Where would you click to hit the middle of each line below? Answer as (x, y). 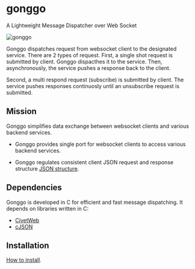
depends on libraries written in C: (48, 208)
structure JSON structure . (47, 168)
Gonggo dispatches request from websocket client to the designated (91, 49)
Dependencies (34, 188)
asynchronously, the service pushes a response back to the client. (88, 68)
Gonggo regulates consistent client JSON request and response (94, 162)
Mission (22, 111)
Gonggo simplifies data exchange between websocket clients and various (98, 126)
